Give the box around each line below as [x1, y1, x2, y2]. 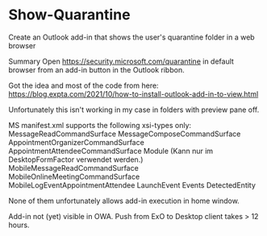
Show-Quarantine [8, 6, 131, 24]
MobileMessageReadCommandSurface [8, 163, 139, 172]
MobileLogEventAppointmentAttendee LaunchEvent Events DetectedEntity [8, 180, 257, 190]
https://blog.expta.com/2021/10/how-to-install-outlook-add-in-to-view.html [8, 89, 259, 98]
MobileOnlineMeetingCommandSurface [8, 172, 140, 181]
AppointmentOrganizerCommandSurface [8, 137, 145, 147]
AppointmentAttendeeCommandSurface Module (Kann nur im [8, 146, 214, 155]
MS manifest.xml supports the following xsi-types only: [8, 120, 192, 130]
